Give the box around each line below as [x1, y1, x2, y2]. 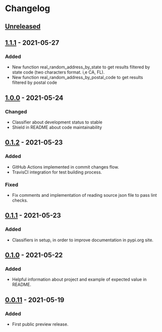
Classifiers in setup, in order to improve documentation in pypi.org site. [12, 237, 154, 243]
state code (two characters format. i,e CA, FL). [12, 69, 105, 75]
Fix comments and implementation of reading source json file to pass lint [12, 192, 157, 198]
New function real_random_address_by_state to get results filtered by [12, 64, 150, 70]
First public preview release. [12, 321, 69, 327]
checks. [12, 197, 28, 203]
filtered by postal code [12, 79, 57, 85]
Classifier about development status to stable [12, 119, 103, 125]
